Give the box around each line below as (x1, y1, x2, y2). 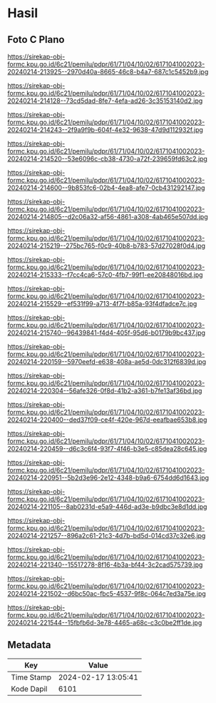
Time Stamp (11, 672, 52, 682)
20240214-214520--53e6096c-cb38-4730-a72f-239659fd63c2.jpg (7, 155, 208, 163)
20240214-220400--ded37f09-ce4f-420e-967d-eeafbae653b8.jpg (7, 415, 207, 424)
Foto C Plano (7, 34, 65, 46)
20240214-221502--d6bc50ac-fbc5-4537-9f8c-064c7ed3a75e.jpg (7, 590, 207, 597)
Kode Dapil (11, 684, 48, 694)
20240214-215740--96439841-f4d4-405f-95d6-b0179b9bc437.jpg (7, 328, 205, 337)
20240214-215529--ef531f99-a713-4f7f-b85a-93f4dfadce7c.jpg (7, 300, 197, 308)
